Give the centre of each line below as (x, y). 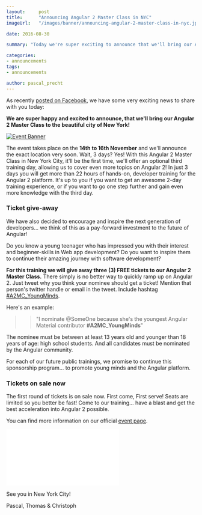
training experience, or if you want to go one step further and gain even (95, 186)
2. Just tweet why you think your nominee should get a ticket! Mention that (99, 282)
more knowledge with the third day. (50, 192)
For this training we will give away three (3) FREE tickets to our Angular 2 (99, 270)
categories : (21, 56)
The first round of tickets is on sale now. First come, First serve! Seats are (97, 397)
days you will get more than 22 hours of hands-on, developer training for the (101, 173)
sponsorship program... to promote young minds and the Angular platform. (99, 368)
